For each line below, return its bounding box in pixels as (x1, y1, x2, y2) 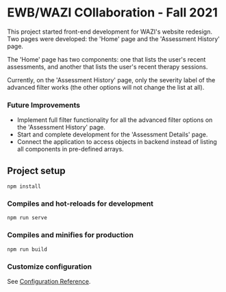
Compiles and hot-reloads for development (7, 199, 154, 208)
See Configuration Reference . (7, 277, 91, 285)
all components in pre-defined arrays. (16, 145, 125, 154)
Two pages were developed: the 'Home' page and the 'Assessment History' (7, 34, 221, 42)
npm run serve (7, 215, 48, 221)
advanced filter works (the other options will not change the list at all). (7, 83, 205, 91)
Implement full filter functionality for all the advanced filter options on (16, 116, 213, 124)
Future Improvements (7, 100, 81, 110)
